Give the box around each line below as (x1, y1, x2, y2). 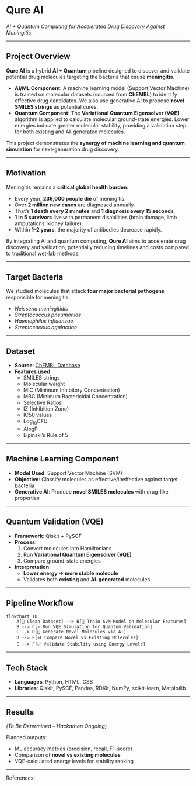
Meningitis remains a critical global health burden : (6, 184, 129, 191)
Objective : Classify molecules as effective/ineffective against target (14, 475, 178, 482)
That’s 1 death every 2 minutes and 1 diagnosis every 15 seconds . (14, 207, 176, 214)
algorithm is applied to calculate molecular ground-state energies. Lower (14, 115, 190, 123)
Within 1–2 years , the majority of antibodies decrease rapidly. (14, 226, 162, 233)
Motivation (6, 168, 47, 178)
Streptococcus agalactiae (14, 324, 78, 331)
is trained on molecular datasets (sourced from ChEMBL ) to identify (14, 91, 178, 98)
